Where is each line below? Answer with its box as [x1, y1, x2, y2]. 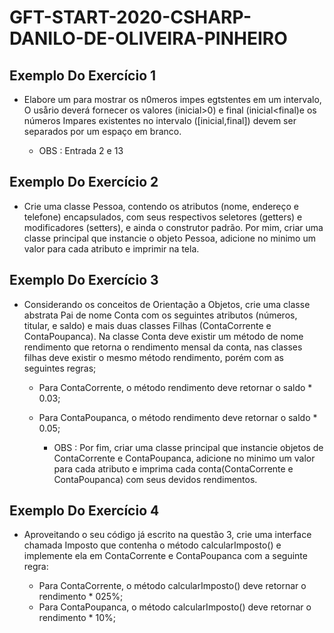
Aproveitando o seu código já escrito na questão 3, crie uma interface [23, 529, 312, 541]
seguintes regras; [23, 362, 97, 374]
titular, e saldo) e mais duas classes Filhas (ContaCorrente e [23, 319, 272, 331]
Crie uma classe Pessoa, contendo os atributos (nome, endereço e [23, 200, 300, 212]
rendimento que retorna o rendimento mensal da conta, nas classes [23, 341, 303, 353]
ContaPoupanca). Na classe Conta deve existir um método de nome [23, 330, 304, 342]
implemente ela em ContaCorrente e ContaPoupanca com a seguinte [23, 550, 308, 562]
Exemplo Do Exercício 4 [9, 502, 160, 520]
